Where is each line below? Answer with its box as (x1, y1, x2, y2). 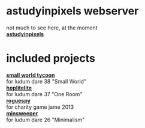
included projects (6, 52, 96, 66)
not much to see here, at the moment (6, 24, 98, 31)
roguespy (6, 97, 31, 104)
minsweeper (6, 109, 38, 117)
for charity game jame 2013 (6, 103, 74, 111)
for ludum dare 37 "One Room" (6, 90, 83, 97)
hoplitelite (6, 84, 32, 91)
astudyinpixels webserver (6, 4, 139, 18)
